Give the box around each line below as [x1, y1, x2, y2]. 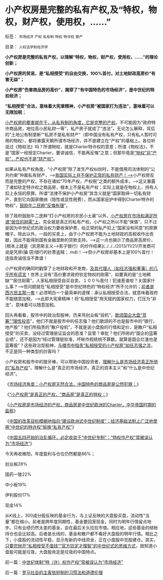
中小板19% [5, 482, 27, 487]
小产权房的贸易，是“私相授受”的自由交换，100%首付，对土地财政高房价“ [5, 70, 151, 76]
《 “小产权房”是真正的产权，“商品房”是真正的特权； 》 [5, 391, 111, 397]
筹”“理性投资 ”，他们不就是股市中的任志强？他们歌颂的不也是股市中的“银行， [5, 318, 157, 324]
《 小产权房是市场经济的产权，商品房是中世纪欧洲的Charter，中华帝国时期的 [5, 402, 156, 408]
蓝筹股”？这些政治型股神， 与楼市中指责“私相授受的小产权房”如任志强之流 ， [5, 342, 155, 348]
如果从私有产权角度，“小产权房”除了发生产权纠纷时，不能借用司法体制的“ [5, 166, 151, 172]
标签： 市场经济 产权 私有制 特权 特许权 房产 [5, 33, 83, 39]
